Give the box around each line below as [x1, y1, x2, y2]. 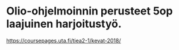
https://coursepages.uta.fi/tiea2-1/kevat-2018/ [6, 37, 122, 44]
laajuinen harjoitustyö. [6, 17, 122, 31]
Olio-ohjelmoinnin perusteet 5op [6, 4, 173, 18]
